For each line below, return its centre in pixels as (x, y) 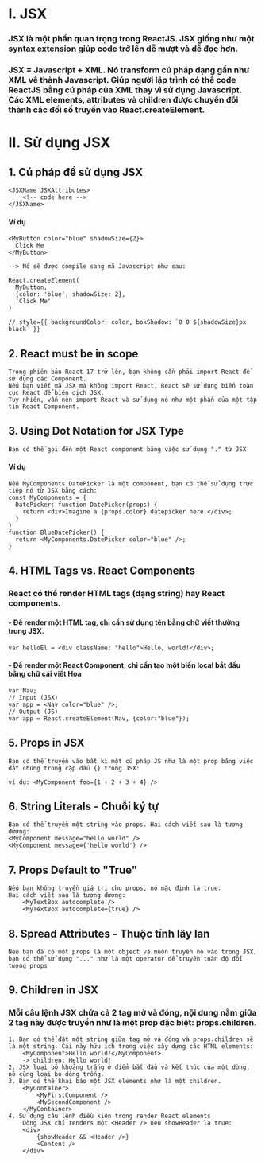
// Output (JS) (33, 712)
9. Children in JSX (54, 990)
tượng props (28, 966)
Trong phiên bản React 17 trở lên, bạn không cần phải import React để (129, 372)
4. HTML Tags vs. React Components (102, 571)
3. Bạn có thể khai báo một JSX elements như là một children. (115, 1081)
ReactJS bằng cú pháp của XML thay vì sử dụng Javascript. (125, 90)
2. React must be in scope (73, 354)
